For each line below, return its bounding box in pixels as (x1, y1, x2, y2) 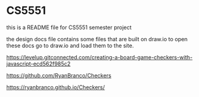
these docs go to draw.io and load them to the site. (6, 42, 134, 49)
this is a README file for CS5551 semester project (6, 24, 132, 31)
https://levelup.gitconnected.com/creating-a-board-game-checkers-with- (6, 53, 193, 61)
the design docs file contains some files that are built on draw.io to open (6, 35, 188, 42)
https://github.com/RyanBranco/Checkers (6, 72, 112, 79)
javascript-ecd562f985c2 (6, 60, 71, 67)
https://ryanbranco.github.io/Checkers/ (6, 83, 105, 91)
